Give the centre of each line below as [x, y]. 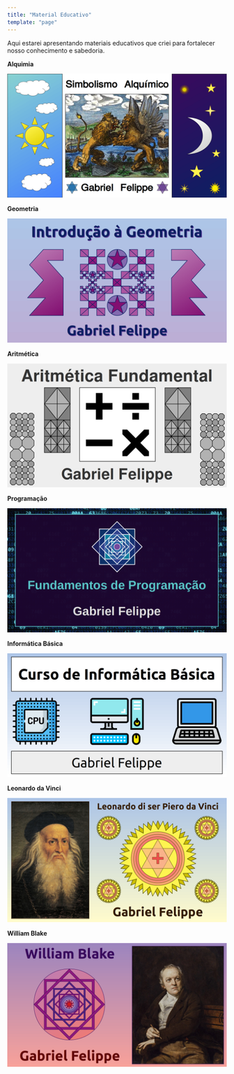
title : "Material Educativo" [49, 15]
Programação [27, 499]
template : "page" [32, 22]
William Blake [27, 933]
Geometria [23, 209]
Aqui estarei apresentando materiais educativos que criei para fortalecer [111, 43]
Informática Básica [35, 643]
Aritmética [23, 354]
